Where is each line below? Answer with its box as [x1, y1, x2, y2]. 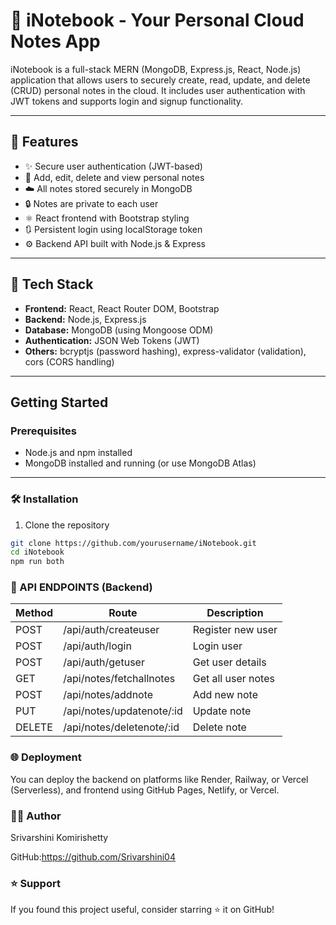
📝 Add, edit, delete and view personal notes [24, 171, 205, 183]
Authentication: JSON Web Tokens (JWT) [24, 334, 200, 346]
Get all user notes [192, 672, 275, 686]
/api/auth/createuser [63, 623, 160, 637]
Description [206, 606, 264, 620]
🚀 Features [10, 134, 79, 151]
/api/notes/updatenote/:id [63, 704, 183, 718]
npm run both [10, 557, 65, 567]
